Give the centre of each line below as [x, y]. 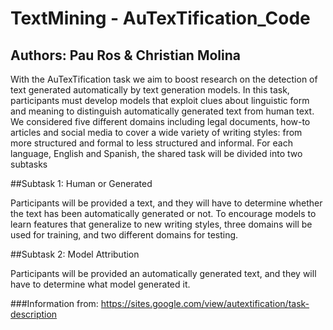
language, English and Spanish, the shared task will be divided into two [156, 153]
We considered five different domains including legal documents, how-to [160, 121]
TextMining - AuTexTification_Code [160, 18]
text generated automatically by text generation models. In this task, [150, 90]
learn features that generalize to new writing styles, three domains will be [161, 224]
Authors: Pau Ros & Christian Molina [125, 55]
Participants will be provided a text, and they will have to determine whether [166, 203]
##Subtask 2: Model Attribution [75, 254]
